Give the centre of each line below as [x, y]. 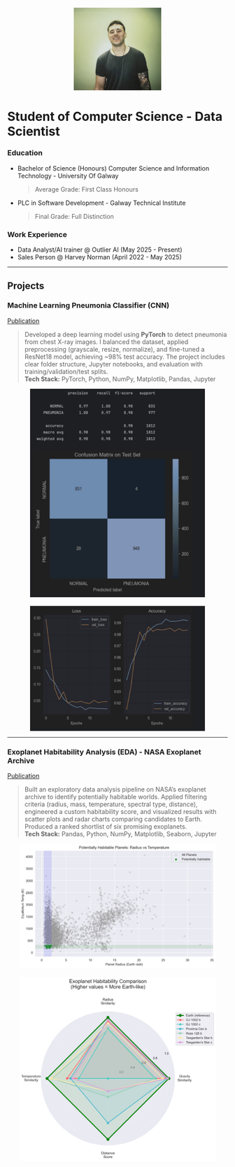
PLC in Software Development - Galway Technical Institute [101, 203]
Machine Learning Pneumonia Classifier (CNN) [88, 306]
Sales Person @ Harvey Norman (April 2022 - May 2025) [99, 257]
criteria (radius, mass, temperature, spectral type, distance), [111, 804]
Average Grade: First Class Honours [86, 189]
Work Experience [37, 234]
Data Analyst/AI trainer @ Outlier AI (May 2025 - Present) [100, 250]
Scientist [34, 131]
